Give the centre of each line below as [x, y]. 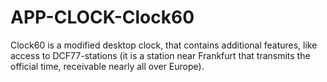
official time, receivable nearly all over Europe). [107, 66]
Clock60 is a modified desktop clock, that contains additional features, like [164, 45]
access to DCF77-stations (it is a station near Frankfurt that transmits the [160, 55]
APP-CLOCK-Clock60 [102, 17]
